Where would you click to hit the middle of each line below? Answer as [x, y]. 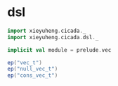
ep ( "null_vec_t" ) [33, 69]
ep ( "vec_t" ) [25, 63]
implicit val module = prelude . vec [59, 50]
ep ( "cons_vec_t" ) [33, 76]
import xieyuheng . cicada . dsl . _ [53, 37]
